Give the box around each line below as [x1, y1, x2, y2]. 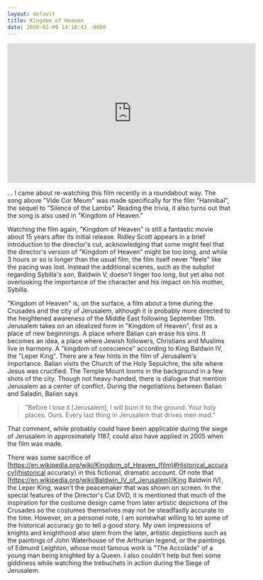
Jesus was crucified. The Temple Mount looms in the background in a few [7, 367, 223, 376]
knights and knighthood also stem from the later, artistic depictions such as [7, 529, 227, 537]
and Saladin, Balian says [7, 389, 79, 398]
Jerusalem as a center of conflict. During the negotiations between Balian [7, 382, 222, 391]
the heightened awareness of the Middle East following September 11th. [7, 314, 216, 323]
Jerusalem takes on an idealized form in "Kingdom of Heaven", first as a [7, 322, 218, 330]
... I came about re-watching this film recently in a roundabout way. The [7, 189, 216, 197]
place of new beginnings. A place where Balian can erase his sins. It [7, 329, 206, 338]
